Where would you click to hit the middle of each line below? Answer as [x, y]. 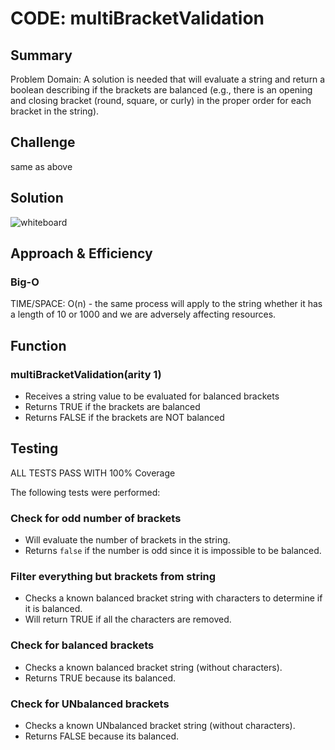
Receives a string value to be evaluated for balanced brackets [152, 396]
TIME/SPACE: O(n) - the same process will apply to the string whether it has [166, 304]
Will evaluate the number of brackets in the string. [127, 540]
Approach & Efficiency [81, 253]
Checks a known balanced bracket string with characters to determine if [173, 598]
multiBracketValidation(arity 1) [86, 374]
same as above [41, 166]
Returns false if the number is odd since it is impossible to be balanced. [173, 551]
